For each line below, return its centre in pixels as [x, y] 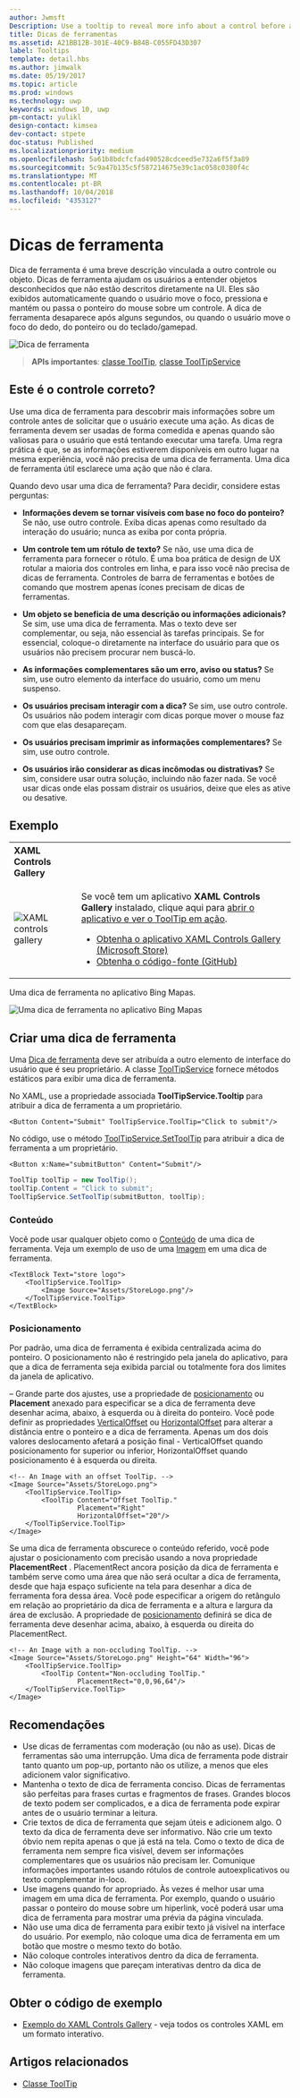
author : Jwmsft [37, 17]
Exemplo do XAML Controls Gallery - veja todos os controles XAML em [153, 2025]
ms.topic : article [43, 84]
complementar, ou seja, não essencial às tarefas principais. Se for [143, 633]
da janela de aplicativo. [52, 1376]
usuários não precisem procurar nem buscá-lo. [109, 652]
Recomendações [57, 1725]
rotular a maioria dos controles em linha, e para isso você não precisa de [156, 568]
